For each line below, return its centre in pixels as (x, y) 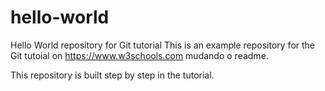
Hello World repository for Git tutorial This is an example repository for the (163, 45)
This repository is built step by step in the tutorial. (112, 75)
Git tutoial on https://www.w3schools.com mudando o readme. (139, 55)
